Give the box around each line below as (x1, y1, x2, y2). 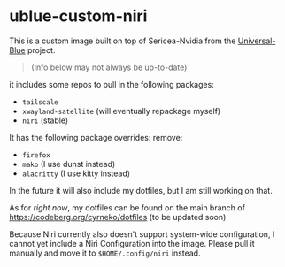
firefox (21, 150, 50, 160)
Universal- (237, 35, 276, 46)
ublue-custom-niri (9, 6, 148, 27)
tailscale (21, 97, 59, 107)
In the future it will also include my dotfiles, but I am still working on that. (9, 185, 273, 195)
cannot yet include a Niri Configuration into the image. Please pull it (9, 238, 255, 248)
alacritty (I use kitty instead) (21, 168, 131, 179)
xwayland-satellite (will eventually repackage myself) (21, 105, 221, 116)
